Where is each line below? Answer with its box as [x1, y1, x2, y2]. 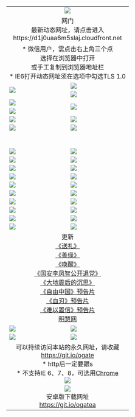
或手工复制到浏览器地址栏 [30, 63, 105, 71]
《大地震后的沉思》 [40, 278, 95, 287]
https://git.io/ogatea [39, 400, 96, 408]
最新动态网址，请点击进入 [30, 26, 105, 34]
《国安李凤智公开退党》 [33, 269, 102, 278]
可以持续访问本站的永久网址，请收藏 [15, 343, 120, 351]
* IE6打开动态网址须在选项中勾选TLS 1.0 [9, 72, 126, 80]
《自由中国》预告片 [40, 287, 95, 296]
